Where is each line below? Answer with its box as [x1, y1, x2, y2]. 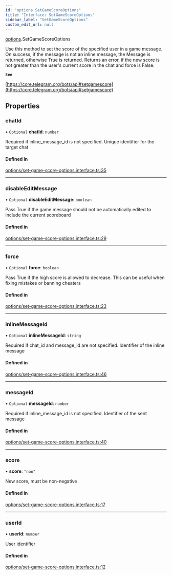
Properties [5, 101, 40, 110]
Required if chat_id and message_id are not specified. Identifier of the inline [5, 342, 165, 348]
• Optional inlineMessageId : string [5, 332, 81, 339]
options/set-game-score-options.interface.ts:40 [5, 439, 107, 445]
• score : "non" [5, 468, 36, 474]
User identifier [5, 541, 36, 547]
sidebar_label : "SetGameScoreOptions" [5, 17, 88, 22]
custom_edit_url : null [5, 22, 54, 27]
